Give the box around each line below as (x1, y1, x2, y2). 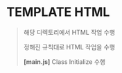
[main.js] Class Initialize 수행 (23, 57, 105, 66)
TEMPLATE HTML (6, 4, 110, 20)
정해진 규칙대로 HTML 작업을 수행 (23, 42, 116, 51)
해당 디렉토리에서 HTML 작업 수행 (23, 28, 116, 36)
